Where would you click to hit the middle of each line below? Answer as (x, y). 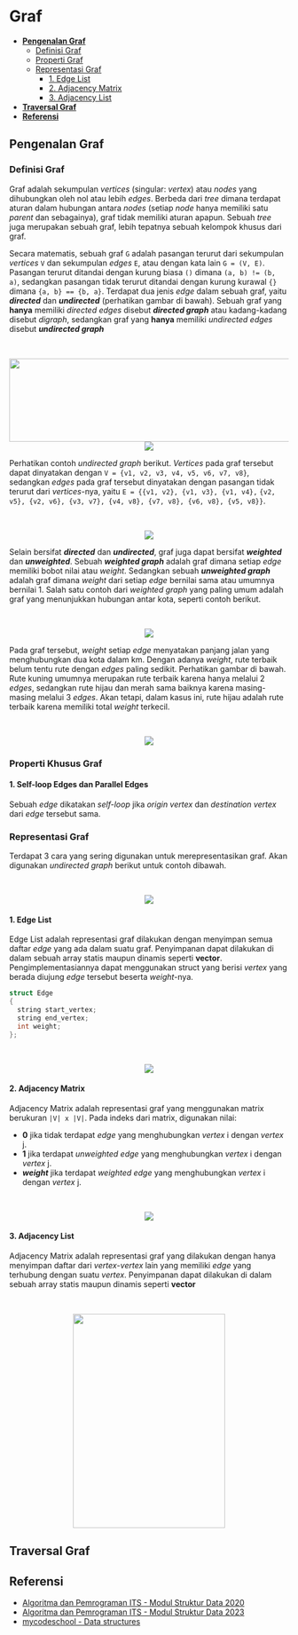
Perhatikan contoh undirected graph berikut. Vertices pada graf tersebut (141, 462)
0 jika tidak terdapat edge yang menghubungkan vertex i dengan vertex (153, 1134)
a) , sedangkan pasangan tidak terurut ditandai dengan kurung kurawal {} (143, 281)
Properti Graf (59, 59)
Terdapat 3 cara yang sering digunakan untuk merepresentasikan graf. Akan (149, 856)
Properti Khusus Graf (56, 763)
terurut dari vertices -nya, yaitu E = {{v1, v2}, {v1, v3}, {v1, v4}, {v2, (142, 491)
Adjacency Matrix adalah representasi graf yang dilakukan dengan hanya (143, 1256)
